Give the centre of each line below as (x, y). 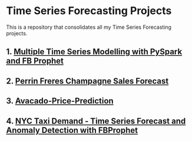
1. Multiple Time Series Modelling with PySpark (94, 52)
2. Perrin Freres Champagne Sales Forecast (87, 81)
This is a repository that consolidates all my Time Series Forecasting (89, 27)
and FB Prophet (35, 61)
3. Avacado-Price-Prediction (60, 101)
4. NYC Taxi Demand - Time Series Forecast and (96, 121)
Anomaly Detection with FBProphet (72, 130)
